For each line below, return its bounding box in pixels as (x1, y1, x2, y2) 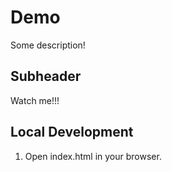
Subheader (10, 68, 82, 85)
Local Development (10, 124, 134, 141)
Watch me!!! (10, 94, 60, 106)
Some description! (10, 39, 86, 51)
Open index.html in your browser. (24, 150, 162, 162)
